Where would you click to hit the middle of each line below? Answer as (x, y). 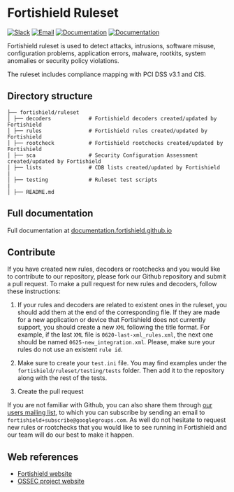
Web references (43, 457)
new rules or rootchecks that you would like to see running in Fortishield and (117, 428)
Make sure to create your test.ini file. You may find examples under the (122, 363)
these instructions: (34, 291)
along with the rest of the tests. (62, 378)
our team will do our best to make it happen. (71, 435)
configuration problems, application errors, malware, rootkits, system (107, 53)
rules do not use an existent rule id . (70, 350)
